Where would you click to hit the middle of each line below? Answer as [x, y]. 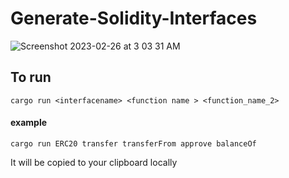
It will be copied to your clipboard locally [94, 162]
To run [31, 77]
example [29, 123]
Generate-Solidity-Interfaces [134, 18]
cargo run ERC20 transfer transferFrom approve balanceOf [133, 143]
